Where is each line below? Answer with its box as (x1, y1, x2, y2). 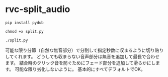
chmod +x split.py (5, 29, 44, 34)
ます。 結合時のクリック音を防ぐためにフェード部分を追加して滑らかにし (5, 59, 156, 66)
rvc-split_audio (5, 4, 70, 15)
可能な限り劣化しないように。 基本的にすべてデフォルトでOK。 (15, 66, 145, 72)
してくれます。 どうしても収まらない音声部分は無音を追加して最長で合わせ (5, 53, 160, 59)
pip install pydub (5, 20, 44, 25)
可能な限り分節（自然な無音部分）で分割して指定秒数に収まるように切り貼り (5, 47, 164, 53)
